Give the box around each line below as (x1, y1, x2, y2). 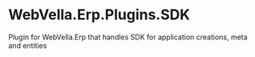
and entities (8, 40, 47, 50)
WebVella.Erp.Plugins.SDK (8, 6, 191, 24)
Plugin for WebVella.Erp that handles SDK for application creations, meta (8, 32, 248, 42)
